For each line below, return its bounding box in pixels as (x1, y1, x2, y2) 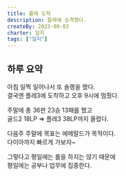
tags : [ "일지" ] (7, 36, 48, 43)
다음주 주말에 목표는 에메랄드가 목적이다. (7, 129, 116, 137)
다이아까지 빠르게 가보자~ (7, 137, 76, 146)
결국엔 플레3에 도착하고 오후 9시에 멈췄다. (7, 91, 120, 99)
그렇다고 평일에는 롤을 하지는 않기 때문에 (7, 153, 116, 161)
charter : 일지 (7, 29, 45, 37)
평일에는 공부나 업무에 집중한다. (7, 161, 92, 169)
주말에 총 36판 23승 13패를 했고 (7, 106, 93, 114)
